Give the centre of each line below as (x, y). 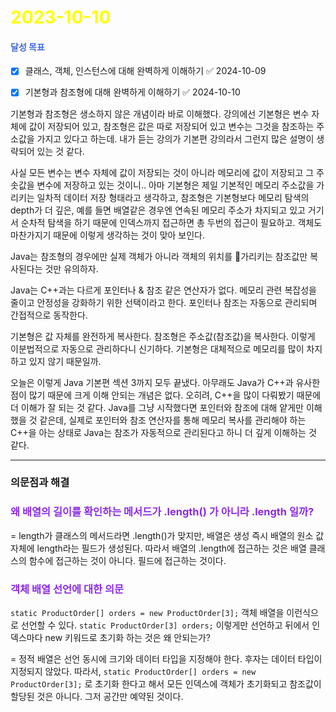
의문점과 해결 (40, 483)
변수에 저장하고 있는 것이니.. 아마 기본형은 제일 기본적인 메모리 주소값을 (175, 185)
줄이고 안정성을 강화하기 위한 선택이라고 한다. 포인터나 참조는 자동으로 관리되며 (164, 302)
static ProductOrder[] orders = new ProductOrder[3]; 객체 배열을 (147, 613)
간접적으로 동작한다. (49, 315)
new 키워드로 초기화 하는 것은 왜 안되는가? (127, 638)
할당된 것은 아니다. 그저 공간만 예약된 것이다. (97, 697)
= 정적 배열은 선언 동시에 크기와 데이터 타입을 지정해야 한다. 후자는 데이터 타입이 (166, 659)
